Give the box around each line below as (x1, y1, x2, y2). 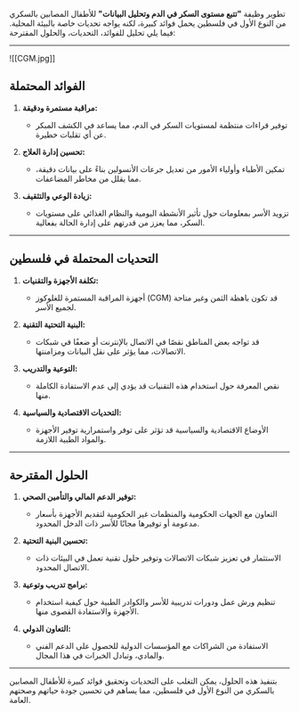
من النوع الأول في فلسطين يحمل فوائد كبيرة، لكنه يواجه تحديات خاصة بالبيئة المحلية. (9, 18, 287, 29)
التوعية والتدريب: (21, 363, 78, 373)
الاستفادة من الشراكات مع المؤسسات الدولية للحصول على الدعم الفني (35, 641, 269, 651)
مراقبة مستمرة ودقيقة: (21, 102, 98, 113)
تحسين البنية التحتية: (21, 536, 89, 546)
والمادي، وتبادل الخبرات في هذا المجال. (35, 651, 165, 661)
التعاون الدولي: (21, 624, 71, 634)
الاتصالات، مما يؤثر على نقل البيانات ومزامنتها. (35, 346, 186, 356)
